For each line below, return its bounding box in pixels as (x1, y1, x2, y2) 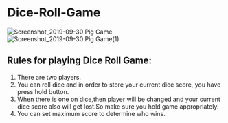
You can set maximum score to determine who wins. (16, 109, 166, 118)
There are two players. (16, 73, 81, 81)
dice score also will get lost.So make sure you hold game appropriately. (16, 102, 219, 111)
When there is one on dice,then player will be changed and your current (16, 95, 221, 103)
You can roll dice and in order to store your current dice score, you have (16, 80, 221, 89)
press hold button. (16, 87, 69, 96)
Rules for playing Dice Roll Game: (7, 55, 152, 67)
